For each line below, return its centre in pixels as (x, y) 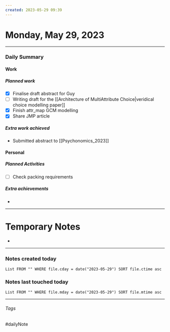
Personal (15, 152)
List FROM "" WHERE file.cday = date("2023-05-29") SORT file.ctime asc (83, 269)
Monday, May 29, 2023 (55, 35)
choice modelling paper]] (39, 105)
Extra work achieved (28, 128)
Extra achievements (27, 189)
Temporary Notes (43, 227)
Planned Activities (25, 164)
